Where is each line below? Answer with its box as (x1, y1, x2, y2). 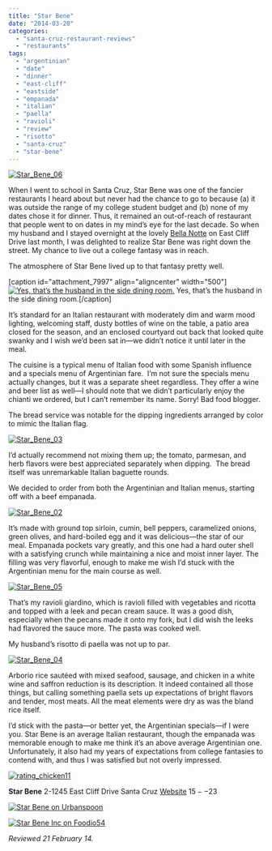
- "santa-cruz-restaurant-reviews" (15, 34, 136, 43)
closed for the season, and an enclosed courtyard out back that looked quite (8, 327, 264, 337)
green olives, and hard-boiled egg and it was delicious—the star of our (8, 532, 244, 541)
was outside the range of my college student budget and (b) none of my (8, 203, 249, 212)
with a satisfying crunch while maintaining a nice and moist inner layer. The (8, 549, 259, 559)
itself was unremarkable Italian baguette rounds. (8, 468, 170, 477)
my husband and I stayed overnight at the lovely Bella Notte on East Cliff (8, 229, 249, 238)
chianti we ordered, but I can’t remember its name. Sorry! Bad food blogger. (8, 395, 261, 404)
